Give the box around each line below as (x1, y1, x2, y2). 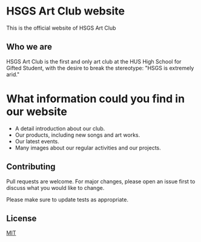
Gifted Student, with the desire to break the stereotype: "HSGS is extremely (6, 64, 194, 71)
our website (6, 105, 68, 119)
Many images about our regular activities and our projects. (15, 144, 162, 151)
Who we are (6, 42, 53, 52)
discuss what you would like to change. (6, 184, 105, 191)
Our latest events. (15, 137, 59, 145)
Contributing (6, 162, 56, 172)
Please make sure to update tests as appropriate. (6, 195, 129, 203)
